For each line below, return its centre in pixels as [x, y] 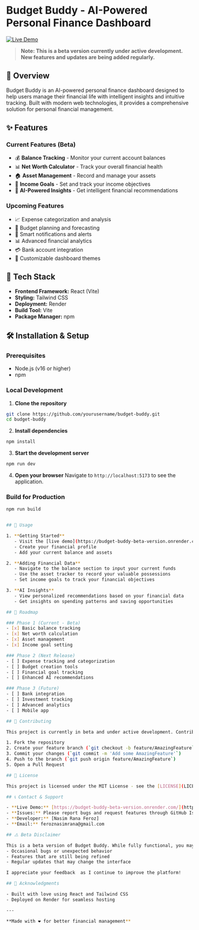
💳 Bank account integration [49, 249]
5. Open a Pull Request [36, 764]
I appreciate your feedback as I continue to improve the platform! [94, 873]
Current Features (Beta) [41, 145]
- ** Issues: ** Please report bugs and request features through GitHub [96, 813]
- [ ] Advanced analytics [38, 705]
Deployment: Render [41, 304]
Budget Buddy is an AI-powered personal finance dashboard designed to [95, 90]
